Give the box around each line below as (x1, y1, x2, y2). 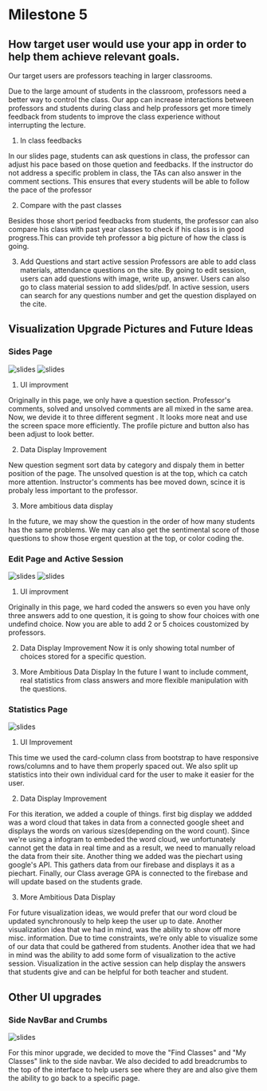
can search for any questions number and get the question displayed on (19, 291, 257, 300)
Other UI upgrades (8, 991, 102, 1004)
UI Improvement (19, 738, 73, 747)
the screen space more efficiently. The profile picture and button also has (8, 420, 249, 430)
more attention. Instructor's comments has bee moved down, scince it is (8, 477, 245, 486)
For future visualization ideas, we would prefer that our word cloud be (8, 908, 238, 918)
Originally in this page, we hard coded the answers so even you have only (8, 602, 251, 612)
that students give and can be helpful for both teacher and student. (8, 967, 229, 977)
